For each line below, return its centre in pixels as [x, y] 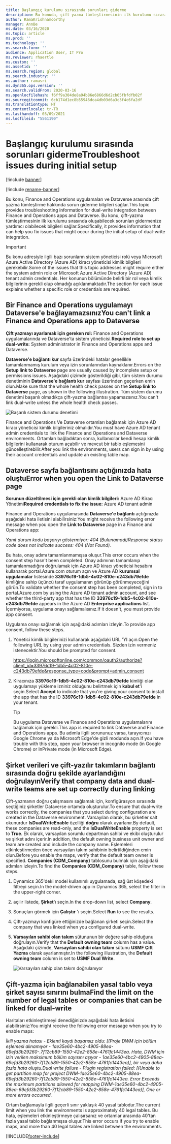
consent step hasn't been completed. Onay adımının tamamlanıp [73, 561]
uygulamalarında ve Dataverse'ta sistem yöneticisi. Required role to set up [83, 338]
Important [16, 246]
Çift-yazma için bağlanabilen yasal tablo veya [79, 984]
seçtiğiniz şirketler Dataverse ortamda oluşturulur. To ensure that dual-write [84, 807]
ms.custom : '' [21, 62]
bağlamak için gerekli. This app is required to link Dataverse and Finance [88, 728]
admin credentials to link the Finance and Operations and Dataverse [77, 433]
